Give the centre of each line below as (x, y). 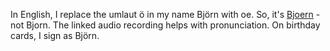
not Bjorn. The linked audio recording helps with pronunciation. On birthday (165, 25)
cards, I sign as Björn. (55, 35)
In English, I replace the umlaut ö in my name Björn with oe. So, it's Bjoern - (165, 14)
